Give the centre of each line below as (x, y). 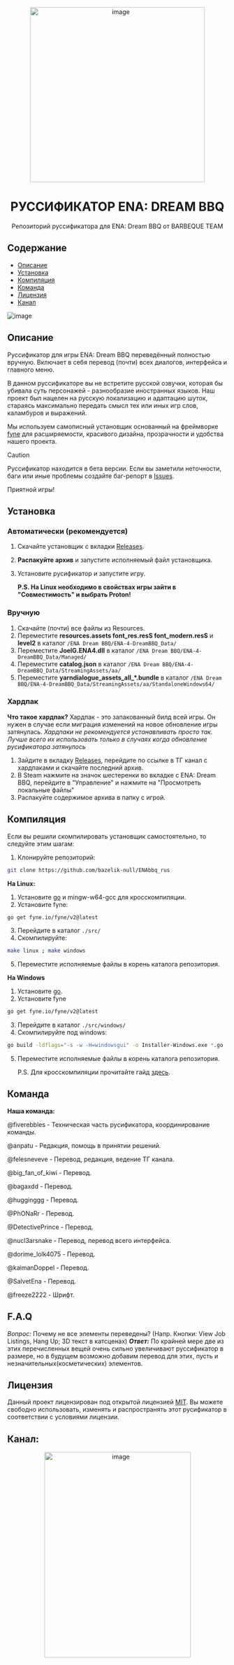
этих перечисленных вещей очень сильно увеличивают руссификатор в (115, 1348)
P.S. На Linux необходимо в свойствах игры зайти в (97, 587)
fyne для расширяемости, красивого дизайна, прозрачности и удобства (116, 434)
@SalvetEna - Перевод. (42, 1281)
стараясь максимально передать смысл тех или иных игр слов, (103, 405)
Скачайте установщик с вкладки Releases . (81, 547)
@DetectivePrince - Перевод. (51, 1227)
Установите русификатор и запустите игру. (81, 574)
